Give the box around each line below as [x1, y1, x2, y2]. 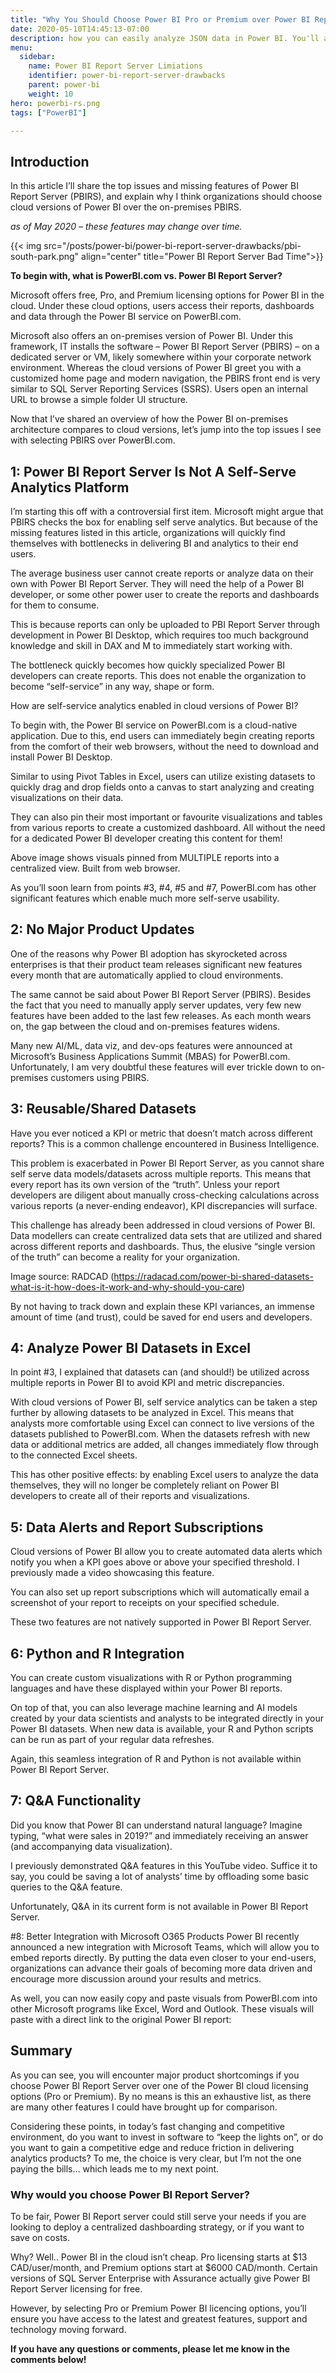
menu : [10, 42, 33, 53]
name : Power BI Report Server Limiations [28, 61, 203, 71]
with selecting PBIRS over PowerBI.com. [10, 434, 176, 446]
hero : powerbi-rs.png [10, 98, 101, 108]
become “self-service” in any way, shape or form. [10, 681, 215, 692]
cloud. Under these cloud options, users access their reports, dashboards [10, 300, 315, 312]
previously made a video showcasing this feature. [10, 1567, 215, 1579]
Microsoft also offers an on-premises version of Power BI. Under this [10, 330, 294, 342]
